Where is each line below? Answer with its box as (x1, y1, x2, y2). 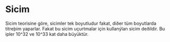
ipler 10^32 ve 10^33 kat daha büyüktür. (5, 31, 89, 37)
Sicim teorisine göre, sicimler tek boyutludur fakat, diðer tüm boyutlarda (5, 20, 157, 26)
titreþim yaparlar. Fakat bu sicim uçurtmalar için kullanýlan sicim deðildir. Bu (5, 25, 165, 31)
